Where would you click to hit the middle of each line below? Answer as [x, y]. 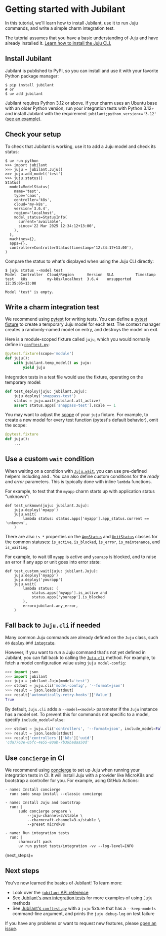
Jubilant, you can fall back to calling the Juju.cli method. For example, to [80, 657]
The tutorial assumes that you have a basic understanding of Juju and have [82, 38]
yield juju [34, 367]
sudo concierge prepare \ [45, 811]
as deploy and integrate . [30, 643]
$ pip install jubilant [30, 85]
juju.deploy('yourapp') [39, 579]
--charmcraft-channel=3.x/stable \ [63, 820]
